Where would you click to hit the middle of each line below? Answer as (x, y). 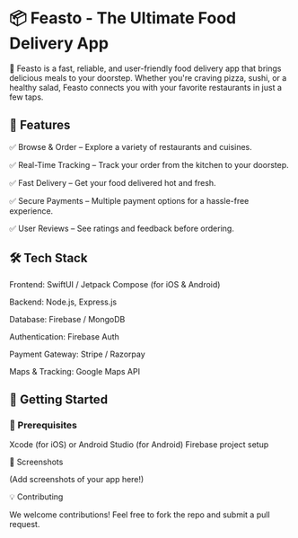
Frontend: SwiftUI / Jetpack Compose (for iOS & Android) (115, 284)
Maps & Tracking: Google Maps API (75, 371)
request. (25, 525)
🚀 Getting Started (59, 399)
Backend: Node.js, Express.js (63, 302)
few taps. (26, 97)
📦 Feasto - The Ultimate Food (123, 18)
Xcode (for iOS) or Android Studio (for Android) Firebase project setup (139, 445)
